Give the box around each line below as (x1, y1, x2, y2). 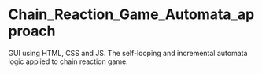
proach (8, 22, 56, 40)
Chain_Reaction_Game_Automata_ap (8, 6, 255, 24)
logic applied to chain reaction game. (8, 57, 128, 66)
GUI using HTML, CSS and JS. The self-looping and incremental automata (8, 48, 248, 57)
